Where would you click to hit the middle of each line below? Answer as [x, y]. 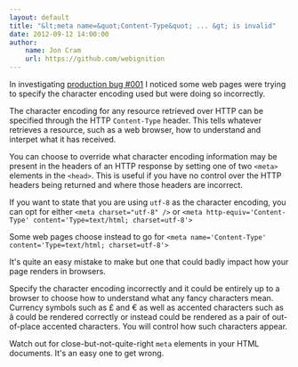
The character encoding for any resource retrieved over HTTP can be [137, 111]
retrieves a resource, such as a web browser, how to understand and [135, 130]
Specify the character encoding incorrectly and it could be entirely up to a [145, 289]
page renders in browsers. [58, 271]
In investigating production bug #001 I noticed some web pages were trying [148, 84]
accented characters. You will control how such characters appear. [165, 326]
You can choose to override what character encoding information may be [143, 156]
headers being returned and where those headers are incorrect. [126, 185]
